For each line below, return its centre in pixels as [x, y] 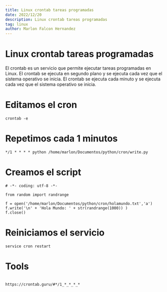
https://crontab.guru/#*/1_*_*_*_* [43, 284]
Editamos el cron [41, 105]
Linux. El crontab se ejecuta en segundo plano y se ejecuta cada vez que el [84, 74]
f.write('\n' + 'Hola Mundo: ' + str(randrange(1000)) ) [67, 208]
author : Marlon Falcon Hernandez [40, 29]
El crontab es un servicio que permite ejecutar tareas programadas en [78, 68]
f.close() [16, 212]
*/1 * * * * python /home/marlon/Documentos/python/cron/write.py [77, 152]
